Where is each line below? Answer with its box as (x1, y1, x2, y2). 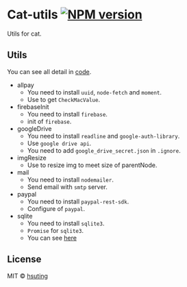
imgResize (16, 153, 47, 162)
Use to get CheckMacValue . (27, 95, 101, 103)
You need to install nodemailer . (27, 175, 114, 184)
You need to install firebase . (27, 110, 108, 118)
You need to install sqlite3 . (27, 219, 105, 227)
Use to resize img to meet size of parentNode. (27, 161, 158, 169)
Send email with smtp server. (27, 182, 108, 191)
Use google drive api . (27, 139, 92, 147)
